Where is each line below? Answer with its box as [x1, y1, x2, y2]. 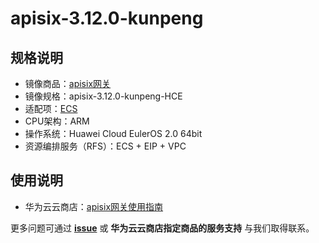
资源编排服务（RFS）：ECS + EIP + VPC [24, 140, 187, 152]
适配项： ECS [24, 103, 78, 114]
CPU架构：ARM [24, 115, 90, 127]
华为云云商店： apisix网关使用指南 [24, 200, 164, 212]
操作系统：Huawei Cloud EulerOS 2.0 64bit [24, 128, 203, 139]
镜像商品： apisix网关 [24, 78, 112, 89]
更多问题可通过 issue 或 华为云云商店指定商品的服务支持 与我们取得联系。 [10, 222, 315, 234]
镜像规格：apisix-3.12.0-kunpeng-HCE [24, 90, 183, 102]
